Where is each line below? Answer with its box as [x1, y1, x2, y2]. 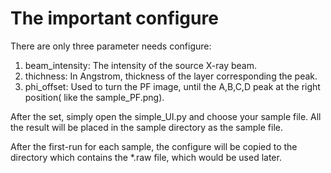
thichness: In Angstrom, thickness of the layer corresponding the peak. [24, 70, 318, 82]
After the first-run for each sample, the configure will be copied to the [10, 140, 298, 152]
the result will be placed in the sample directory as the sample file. [10, 121, 283, 133]
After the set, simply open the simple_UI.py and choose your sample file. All [10, 110, 322, 122]
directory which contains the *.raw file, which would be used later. [10, 151, 282, 163]
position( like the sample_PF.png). [24, 91, 165, 103]
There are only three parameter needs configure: [10, 40, 212, 52]
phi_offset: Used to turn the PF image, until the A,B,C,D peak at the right [24, 80, 321, 92]
